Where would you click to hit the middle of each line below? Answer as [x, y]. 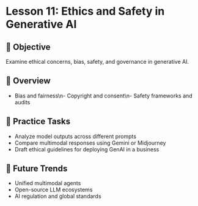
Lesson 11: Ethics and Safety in [85, 11]
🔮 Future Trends [37, 169]
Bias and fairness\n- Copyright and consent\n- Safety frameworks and [104, 96]
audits [22, 102]
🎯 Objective [28, 47]
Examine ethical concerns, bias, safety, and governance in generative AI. [97, 62]
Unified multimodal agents [48, 183]
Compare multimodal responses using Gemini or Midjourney [90, 143]
